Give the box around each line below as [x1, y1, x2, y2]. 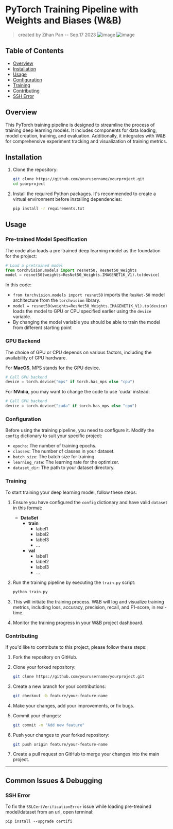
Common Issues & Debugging [5, 776, 103, 785]
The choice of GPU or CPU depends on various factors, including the [5, 349, 152, 355]
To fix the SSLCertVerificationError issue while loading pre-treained [5, 803, 152, 809]
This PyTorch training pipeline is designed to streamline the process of [5, 122, 155, 128]
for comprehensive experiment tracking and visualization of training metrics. [5, 138, 167, 144]
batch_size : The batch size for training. [12, 454, 96, 460]
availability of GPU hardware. [5, 354, 67, 361]
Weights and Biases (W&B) [5, 14, 122, 26]
